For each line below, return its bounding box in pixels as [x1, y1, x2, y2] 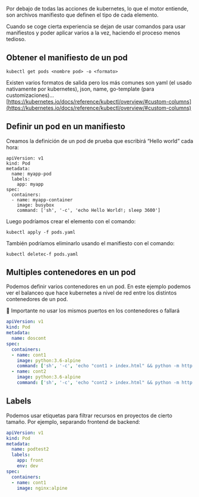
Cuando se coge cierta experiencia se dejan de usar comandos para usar [6, 23, 186, 30]
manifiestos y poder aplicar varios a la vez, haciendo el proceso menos [6, 29, 181, 36]
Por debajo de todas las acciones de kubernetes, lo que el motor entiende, [6, 5, 189, 12]
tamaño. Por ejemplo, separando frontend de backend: [6, 418, 141, 425]
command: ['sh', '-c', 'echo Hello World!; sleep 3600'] [17, 207, 161, 213]
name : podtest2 [11, 446, 49, 452]
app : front [17, 458, 44, 464]
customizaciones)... [6, 92, 55, 99]
